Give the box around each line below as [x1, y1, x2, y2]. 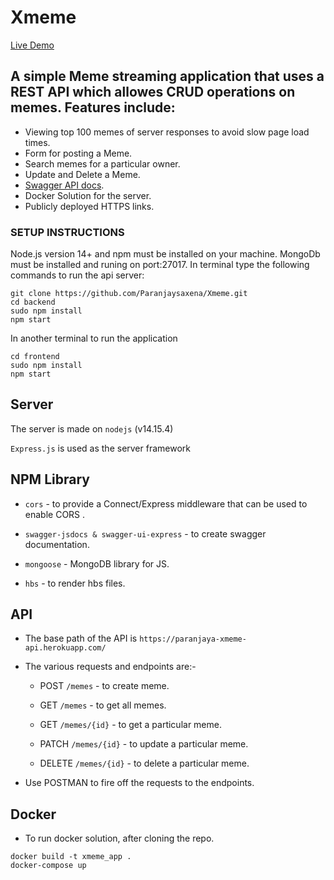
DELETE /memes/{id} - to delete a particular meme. [39, 757, 250, 770]
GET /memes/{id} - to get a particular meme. [39, 719, 222, 731]
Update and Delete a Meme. [24, 168, 141, 180]
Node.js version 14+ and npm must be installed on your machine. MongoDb [10, 248, 321, 260]
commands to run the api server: [10, 269, 145, 281]
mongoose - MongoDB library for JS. [24, 557, 170, 570]
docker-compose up [10, 861, 87, 871]
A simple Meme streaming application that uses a [10, 68, 325, 85]
